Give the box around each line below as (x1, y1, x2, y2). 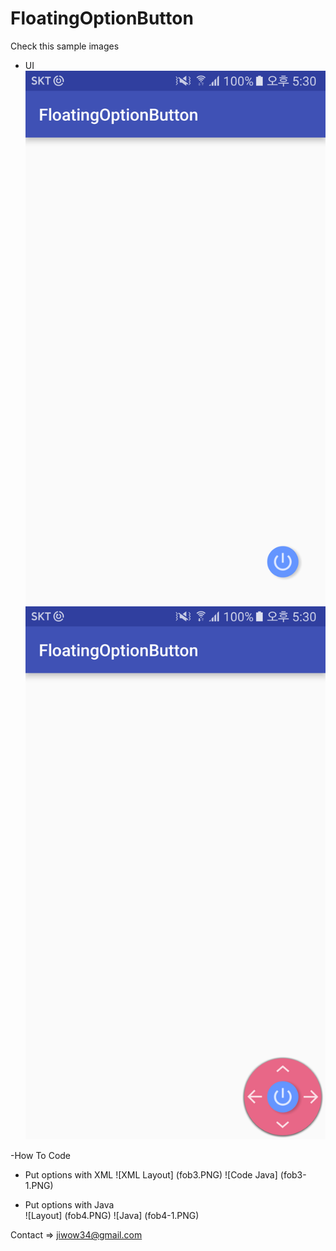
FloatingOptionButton (10, 7, 194, 30)
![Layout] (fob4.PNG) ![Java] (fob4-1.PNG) (24, 1210, 200, 1222)
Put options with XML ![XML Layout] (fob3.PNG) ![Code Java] (24, 1169, 278, 1181)
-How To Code (10, 1150, 72, 1162)
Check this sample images (10, 40, 120, 52)
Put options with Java (24, 1199, 115, 1211)
